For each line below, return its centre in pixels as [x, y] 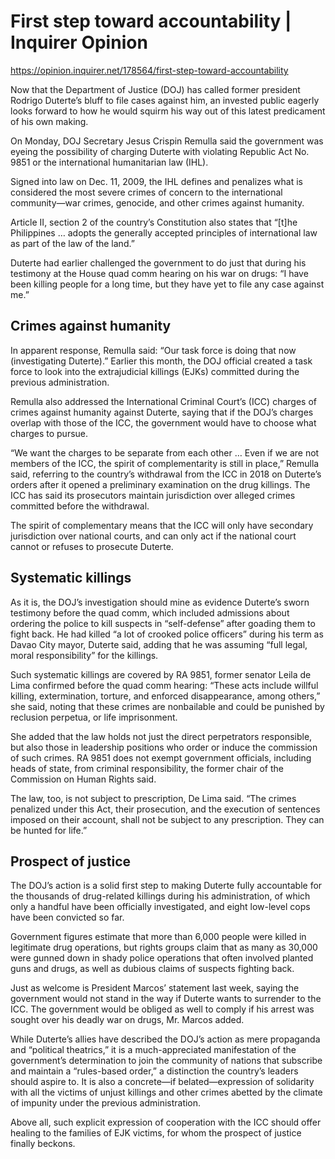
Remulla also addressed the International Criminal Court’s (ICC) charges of [163, 401]
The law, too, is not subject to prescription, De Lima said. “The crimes [153, 798]
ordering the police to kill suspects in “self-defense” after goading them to [163, 623]
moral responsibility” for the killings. [84, 655]
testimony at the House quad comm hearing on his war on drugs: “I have [159, 273]
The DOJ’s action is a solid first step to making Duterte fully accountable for [166, 886]
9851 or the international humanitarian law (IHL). [109, 162]
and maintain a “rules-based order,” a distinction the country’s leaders [154, 1071]
